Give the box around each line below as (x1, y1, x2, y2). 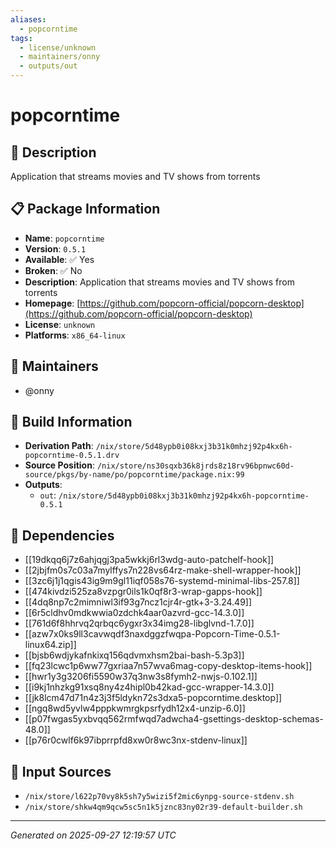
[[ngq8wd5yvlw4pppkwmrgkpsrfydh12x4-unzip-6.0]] (24, 702, 246, 715)
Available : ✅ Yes (24, 253, 95, 265)
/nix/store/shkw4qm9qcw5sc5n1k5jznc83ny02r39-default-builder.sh (24, 802, 303, 813)
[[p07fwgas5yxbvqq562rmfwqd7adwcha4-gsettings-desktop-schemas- (24, 713, 324, 725)
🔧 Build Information (10, 414, 133, 431)
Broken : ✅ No (24, 264, 83, 276)
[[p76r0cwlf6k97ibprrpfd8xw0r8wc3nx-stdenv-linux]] (24, 734, 248, 746)
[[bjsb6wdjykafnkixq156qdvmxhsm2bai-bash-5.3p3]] (24, 649, 245, 661)
